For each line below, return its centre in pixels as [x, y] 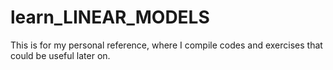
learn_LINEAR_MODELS [110, 17]
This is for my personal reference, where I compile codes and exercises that [166, 45]
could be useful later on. [60, 55]
